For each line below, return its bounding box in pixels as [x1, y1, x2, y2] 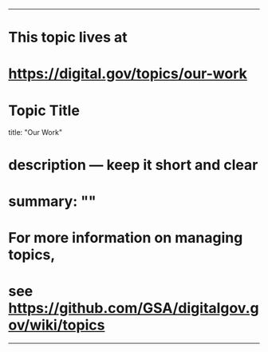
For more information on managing [8, 228, 243, 247]
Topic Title [8, 101, 80, 120]
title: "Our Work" [8, 128, 62, 137]
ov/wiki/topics [8, 316, 105, 334]
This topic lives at [8, 29, 128, 46]
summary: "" [8, 192, 97, 210]
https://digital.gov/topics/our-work [8, 65, 247, 83]
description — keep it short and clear [8, 156, 258, 174]
